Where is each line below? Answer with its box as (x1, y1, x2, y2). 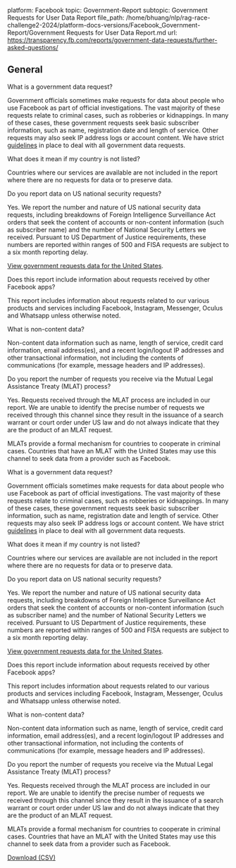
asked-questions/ (7, 44, 58, 51)
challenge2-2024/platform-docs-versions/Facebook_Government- (7, 21, 201, 29)
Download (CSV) (7, 853, 56, 862)
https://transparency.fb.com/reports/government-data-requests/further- (7, 36, 218, 44)
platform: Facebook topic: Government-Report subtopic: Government (7, 6, 208, 14)
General (7, 63, 44, 76)
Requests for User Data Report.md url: (66, 28, 178, 37)
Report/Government (7, 28, 66, 37)
